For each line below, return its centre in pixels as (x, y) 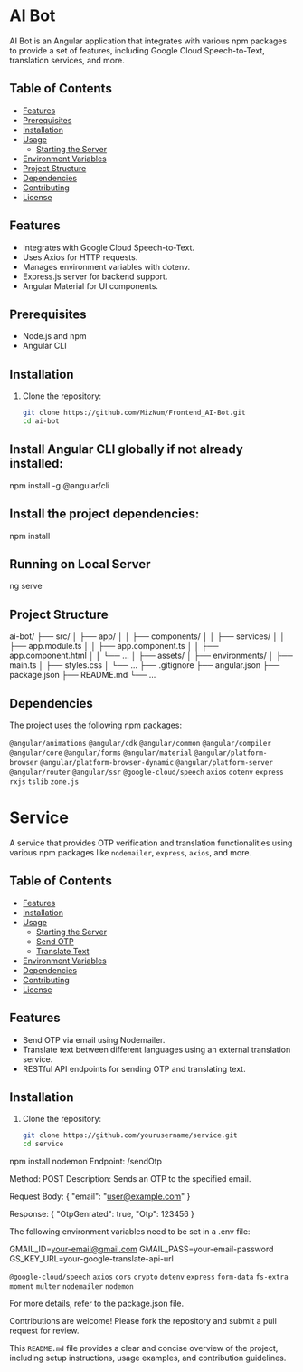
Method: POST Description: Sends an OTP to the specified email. (130, 1179)
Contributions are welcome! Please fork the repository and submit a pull (143, 1321)
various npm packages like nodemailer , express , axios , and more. (130, 852)
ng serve (26, 586)
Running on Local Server (80, 564)
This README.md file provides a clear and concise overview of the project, (144, 1348)
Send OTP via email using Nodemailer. (94, 1039)
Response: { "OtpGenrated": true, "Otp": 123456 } (102, 1214)
